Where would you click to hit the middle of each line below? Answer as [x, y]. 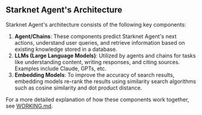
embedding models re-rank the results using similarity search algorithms [105, 81]
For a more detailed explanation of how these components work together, [97, 99]
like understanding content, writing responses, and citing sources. [97, 62]
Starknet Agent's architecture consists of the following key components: [96, 24]
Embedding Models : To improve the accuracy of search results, [94, 74]
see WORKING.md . [29, 106]
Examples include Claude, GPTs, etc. [60, 68]
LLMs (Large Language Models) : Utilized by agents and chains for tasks [105, 55]
